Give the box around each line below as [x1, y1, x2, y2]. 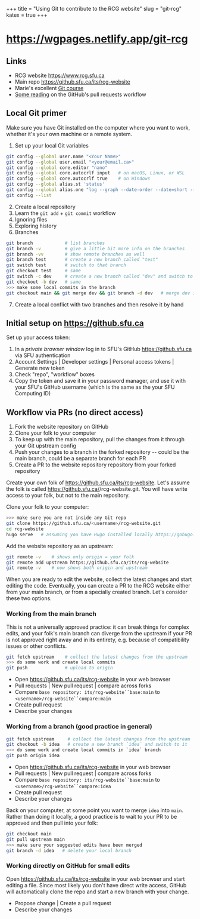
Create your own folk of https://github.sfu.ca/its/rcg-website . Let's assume [6, 479, 190, 486]
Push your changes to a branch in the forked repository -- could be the [14, 448, 189, 456]
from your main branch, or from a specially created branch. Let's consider [6, 588, 187, 596]
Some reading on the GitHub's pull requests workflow [14, 91, 146, 98]
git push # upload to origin [6, 665, 113, 671]
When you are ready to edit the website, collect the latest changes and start [6, 576, 192, 583]
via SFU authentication [14, 352, 71, 359]
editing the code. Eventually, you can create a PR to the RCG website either [6, 582, 190, 589]
